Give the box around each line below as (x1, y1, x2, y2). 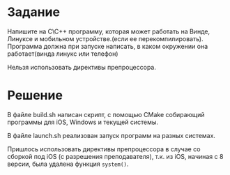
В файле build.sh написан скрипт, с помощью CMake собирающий (7, 110, 205, 119)
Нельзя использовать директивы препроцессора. (7, 63, 157, 71)
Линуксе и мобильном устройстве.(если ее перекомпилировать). (7, 34, 204, 43)
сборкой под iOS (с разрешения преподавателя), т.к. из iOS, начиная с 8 (7, 152, 224, 160)
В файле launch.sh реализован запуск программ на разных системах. (7, 131, 216, 139)
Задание (7, 4, 61, 20)
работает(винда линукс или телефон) (7, 50, 118, 58)
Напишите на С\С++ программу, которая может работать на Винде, (7, 27, 210, 36)
